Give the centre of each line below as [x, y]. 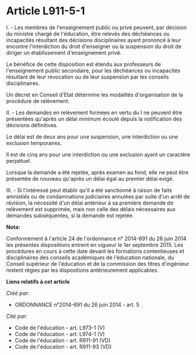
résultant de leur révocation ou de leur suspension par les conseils [88, 77]
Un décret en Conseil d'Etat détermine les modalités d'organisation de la [95, 95]
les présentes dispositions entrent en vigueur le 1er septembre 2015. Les [95, 244]
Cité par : [17, 316]
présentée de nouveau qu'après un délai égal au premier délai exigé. [90, 178]
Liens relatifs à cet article [38, 281]
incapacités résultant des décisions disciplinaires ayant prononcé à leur [94, 40]
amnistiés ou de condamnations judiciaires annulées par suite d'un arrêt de [98, 196]
